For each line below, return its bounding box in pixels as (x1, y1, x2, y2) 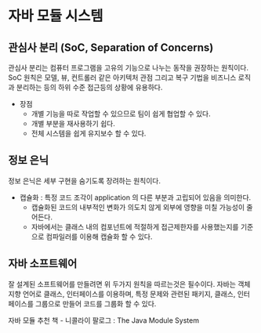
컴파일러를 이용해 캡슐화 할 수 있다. (45, 232, 153, 241)
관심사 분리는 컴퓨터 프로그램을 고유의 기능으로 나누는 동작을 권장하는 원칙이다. (8, 63, 249, 72)
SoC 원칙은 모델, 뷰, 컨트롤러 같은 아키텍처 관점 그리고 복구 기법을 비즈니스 (8, 73, 237, 82)
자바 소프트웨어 (8, 257, 78, 270)
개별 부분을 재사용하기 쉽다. (31, 119, 115, 128)
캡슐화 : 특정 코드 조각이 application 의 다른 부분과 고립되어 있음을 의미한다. (19, 193, 252, 202)
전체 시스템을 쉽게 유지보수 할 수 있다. (31, 128, 147, 138)
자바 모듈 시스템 (8, 7, 103, 25)
